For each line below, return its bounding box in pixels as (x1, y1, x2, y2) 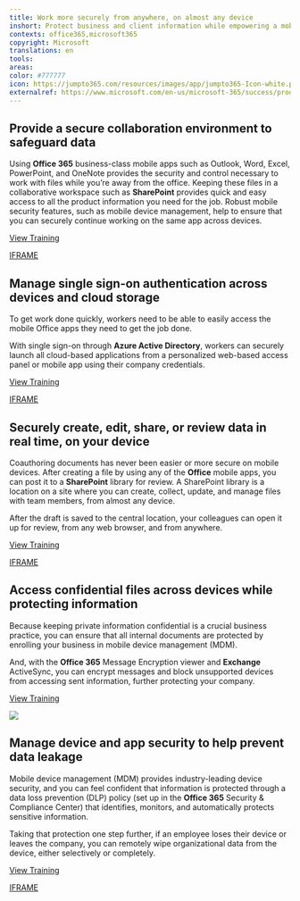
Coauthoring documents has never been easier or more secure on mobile (9, 457, 279, 468)
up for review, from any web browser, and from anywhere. (9, 521, 223, 532)
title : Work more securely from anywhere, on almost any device (9, 13, 254, 22)
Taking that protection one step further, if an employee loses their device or (9, 828, 287, 839)
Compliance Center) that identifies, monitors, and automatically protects (9, 801, 275, 813)
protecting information (9, 596, 138, 612)
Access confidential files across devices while (9, 582, 273, 598)
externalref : (9, 88, 58, 96)
